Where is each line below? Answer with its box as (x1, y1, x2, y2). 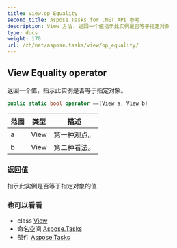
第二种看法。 (53, 142, 96, 152)
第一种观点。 (53, 129, 96, 139)
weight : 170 (7, 36, 41, 42)
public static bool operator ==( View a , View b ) (7, 100, 148, 107)
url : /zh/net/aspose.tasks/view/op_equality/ (7, 42, 139, 49)
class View (16, 216, 48, 225)
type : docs (7, 29, 38, 36)
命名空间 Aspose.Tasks (16, 225, 83, 233)
